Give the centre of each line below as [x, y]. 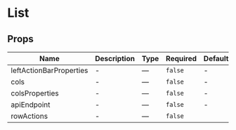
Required [182, 59]
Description [115, 59]
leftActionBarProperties [50, 70]
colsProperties [35, 93]
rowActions [29, 116]
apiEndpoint [31, 105]
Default [216, 59]
